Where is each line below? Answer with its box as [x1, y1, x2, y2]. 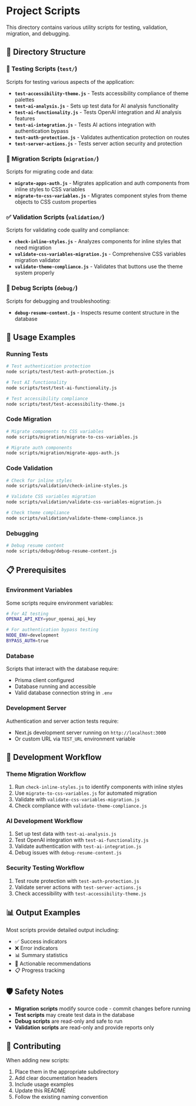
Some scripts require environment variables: [6, 599, 114, 606]
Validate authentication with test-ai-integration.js [14, 843, 142, 850]
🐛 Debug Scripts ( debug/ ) [6, 284, 78, 292]
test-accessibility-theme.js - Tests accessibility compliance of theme [14, 90, 189, 97]
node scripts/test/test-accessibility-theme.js [6, 401, 125, 407]
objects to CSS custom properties [14, 198, 97, 205]
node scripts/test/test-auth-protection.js [6, 369, 115, 375]
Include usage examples [14, 1081, 74, 1088]
